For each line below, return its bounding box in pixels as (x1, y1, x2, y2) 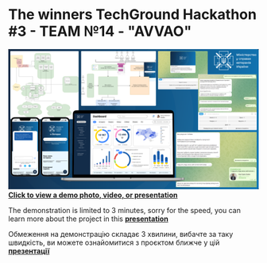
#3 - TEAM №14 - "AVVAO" (8, 22, 192, 40)
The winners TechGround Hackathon (8, 6, 257, 24)
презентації (8, 246, 50, 256)
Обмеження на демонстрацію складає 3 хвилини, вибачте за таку (8, 230, 234, 239)
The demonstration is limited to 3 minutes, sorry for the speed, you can (8, 206, 241, 215)
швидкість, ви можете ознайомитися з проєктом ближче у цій (8, 238, 220, 247)
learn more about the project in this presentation (8, 214, 168, 223)
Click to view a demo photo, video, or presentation (8, 190, 178, 200)
